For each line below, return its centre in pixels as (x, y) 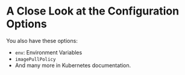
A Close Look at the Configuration (93, 11)
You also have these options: (42, 41)
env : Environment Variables (49, 52)
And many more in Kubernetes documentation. (73, 65)
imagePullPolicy (35, 59)
